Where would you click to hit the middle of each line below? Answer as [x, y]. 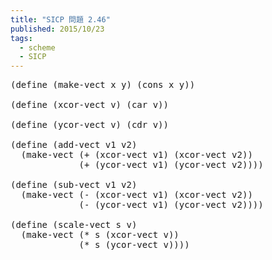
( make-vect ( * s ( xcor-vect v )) [100, 235]
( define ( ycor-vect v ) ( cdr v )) [89, 125]
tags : [21, 38]
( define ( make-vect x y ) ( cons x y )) [103, 85]
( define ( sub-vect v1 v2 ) [74, 185]
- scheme [37, 47]
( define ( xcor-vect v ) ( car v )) [89, 105]
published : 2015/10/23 [57, 29]
